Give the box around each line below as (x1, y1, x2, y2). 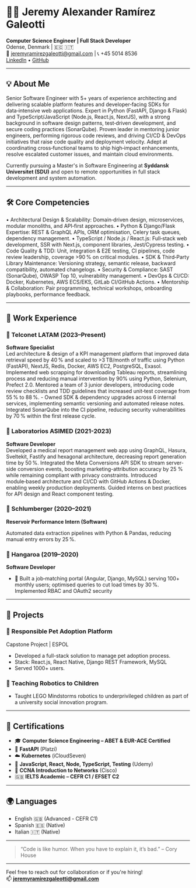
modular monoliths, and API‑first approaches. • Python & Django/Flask (6, 222, 176, 229)
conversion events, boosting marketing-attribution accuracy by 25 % (17, 465, 183, 472)
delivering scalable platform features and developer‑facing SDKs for (6, 101, 170, 108)
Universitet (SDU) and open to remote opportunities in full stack (6, 168, 160, 175)
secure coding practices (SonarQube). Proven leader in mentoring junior (6, 125, 180, 132)
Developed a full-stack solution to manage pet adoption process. (14, 652, 171, 659)
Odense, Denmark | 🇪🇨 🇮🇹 (6, 43, 74, 50)
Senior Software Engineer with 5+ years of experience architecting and (6, 94, 177, 101)
